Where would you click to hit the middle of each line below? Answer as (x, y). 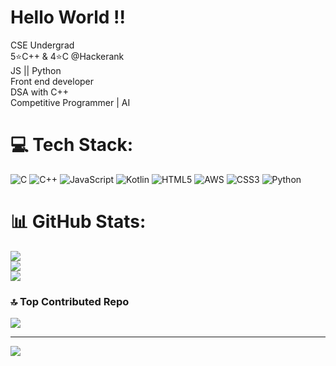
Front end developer (52, 81)
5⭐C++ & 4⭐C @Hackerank (67, 56)
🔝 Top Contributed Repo (70, 301)
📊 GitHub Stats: (78, 222)
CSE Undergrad (42, 45)
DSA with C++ (40, 92)
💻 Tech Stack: (72, 145)
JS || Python (36, 70)
